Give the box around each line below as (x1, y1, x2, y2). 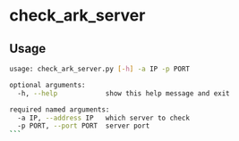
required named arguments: (9, 104, 110, 114)
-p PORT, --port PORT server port (17, 121, 150, 130)
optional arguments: (9, 80, 87, 89)
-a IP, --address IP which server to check (17, 113, 191, 122)
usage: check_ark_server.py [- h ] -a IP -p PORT (9, 64, 191, 73)
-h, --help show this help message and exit (17, 88, 230, 98)
